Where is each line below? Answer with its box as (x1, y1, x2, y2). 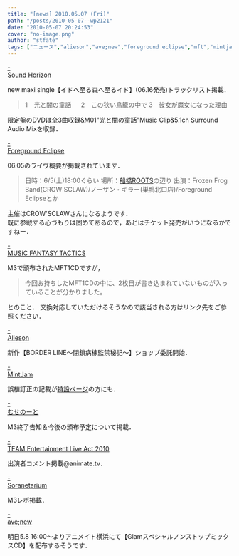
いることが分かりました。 (31, 288, 107, 296)
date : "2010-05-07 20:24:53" (7, 24, 94, 31)
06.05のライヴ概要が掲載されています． (7, 161, 124, 170)
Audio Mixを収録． (7, 125, 62, 133)
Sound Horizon (7, 71, 52, 79)
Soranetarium (7, 481, 48, 489)
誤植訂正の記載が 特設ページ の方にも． (7, 385, 119, 393)
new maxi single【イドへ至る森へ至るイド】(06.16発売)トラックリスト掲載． (7, 86, 230, 93)
